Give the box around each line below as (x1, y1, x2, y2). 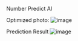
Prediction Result (6, 28, 49, 35)
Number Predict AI (6, 5, 53, 12)
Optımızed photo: (6, 17, 50, 23)
